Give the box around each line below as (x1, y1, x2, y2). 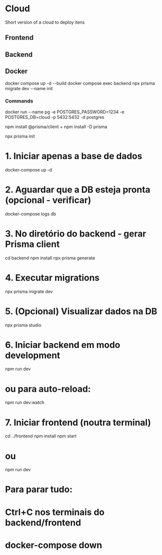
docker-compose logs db (5, 210, 56, 217)
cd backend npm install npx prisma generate (5, 255, 95, 261)
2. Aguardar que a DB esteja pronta (5, 184, 151, 195)
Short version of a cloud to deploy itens (5, 19, 85, 25)
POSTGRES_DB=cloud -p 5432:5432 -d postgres (5, 114, 105, 120)
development (5, 349, 60, 361)
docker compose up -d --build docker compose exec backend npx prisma (5, 80, 155, 86)
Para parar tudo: (5, 484, 73, 495)
